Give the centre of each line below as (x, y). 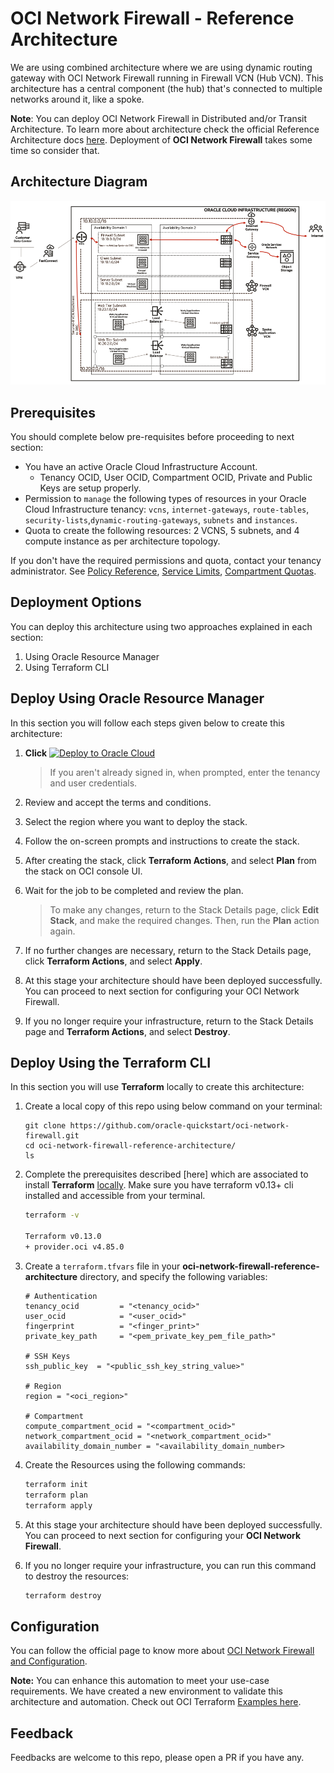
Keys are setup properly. (90, 488)
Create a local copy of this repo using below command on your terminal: (173, 1106)
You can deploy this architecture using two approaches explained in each (161, 626)
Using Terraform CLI (67, 667)
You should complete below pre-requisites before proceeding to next (152, 437)
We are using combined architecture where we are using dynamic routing (161, 67)
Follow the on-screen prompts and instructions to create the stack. (162, 841)
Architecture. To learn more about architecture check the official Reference (165, 129)
